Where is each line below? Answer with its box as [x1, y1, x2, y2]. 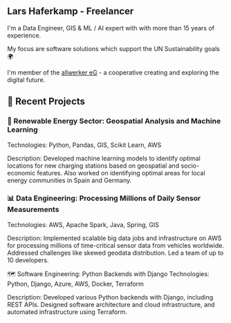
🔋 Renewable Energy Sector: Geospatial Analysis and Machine [7, 117, 221, 126]
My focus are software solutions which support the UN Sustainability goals [7, 44, 220, 52]
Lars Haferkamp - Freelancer [7, 6, 134, 17]
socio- [181, 161, 199, 170]
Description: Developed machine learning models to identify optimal [7, 154, 201, 162]
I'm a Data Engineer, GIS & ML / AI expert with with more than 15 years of [7, 23, 215, 32]
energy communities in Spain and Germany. [7, 176, 132, 184]
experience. [7, 31, 41, 39]
